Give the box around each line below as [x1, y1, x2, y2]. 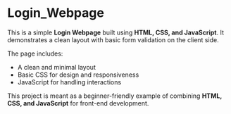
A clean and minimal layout [17, 63, 96, 71]
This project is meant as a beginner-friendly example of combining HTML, [7, 91, 223, 100]
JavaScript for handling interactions [17, 77, 122, 86]
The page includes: [7, 49, 63, 58]
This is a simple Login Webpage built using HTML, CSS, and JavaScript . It [7, 28, 224, 37]
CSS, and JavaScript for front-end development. [7, 99, 149, 107]
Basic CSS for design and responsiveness [17, 70, 139, 79]
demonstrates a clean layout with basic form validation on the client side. [7, 35, 220, 44]
